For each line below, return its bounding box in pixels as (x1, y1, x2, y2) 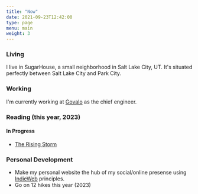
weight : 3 (6, 31, 31, 37)
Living (6, 50, 25, 59)
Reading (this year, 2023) (6, 113, 81, 121)
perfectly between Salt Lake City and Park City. (6, 70, 122, 77)
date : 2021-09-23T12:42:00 (6, 14, 73, 20)
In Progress (6, 128, 35, 135)
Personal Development (6, 155, 73, 163)
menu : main (6, 25, 33, 31)
